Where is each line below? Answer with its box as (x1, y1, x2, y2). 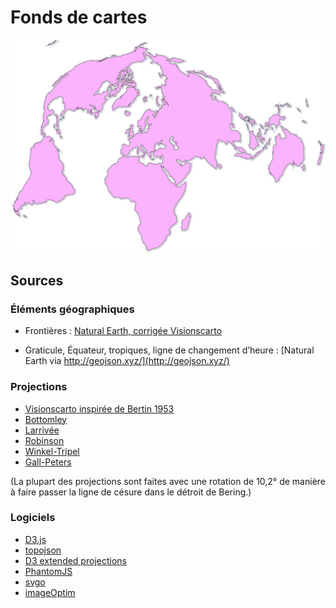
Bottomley (24, 413, 68, 425)
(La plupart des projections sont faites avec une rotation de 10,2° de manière (10, 475, 327, 487)
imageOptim (24, 586, 76, 598)
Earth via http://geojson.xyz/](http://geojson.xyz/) (24, 355, 230, 367)
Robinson (24, 434, 65, 446)
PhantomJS (24, 565, 73, 577)
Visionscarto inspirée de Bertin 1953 (24, 402, 175, 415)
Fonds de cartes (10, 6, 148, 29)
